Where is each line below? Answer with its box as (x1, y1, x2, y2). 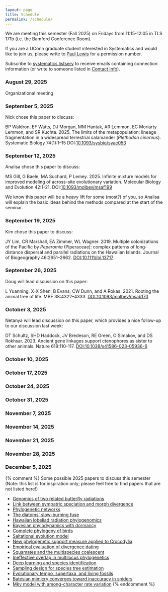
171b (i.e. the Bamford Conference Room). (5, 36, 92, 42)
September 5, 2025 (5, 103, 54, 110)
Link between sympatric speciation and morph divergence (12, 501, 134, 507)
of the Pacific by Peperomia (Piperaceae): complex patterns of (5, 243, 135, 249)
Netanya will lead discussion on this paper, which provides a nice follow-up (5, 317, 161, 323)
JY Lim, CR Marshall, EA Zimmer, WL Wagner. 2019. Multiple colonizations (5, 238, 158, 244)
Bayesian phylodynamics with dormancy (12, 522, 97, 528)
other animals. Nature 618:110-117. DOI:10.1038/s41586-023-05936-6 (5, 343, 147, 350)
